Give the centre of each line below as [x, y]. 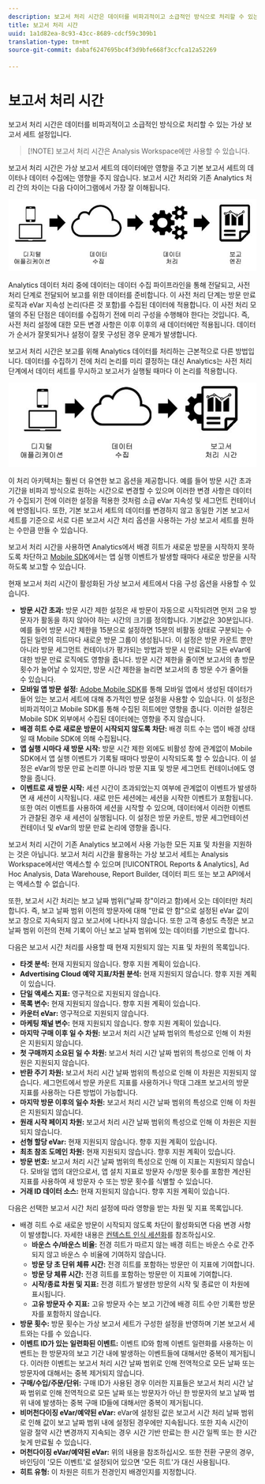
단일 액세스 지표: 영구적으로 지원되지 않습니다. [90, 993]
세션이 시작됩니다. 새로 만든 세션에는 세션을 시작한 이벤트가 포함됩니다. [145, 798]
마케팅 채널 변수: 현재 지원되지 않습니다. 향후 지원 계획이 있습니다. [120, 1023]
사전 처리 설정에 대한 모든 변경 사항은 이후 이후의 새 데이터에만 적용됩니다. [121, 324]
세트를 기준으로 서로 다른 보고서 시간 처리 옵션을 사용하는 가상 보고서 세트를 [124, 520]
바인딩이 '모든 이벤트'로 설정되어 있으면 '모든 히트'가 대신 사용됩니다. [125, 1462]
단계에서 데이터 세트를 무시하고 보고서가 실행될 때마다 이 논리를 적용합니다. [123, 371]
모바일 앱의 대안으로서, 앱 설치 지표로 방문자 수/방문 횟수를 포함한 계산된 [141, 1171]
